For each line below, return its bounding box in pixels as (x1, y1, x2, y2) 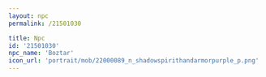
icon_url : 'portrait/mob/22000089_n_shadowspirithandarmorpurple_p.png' (8, 57, 260, 65)
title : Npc (8, 34, 45, 42)
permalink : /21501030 (8, 19, 82, 28)
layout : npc (8, 11, 49, 20)
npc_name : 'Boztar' (8, 49, 75, 58)
